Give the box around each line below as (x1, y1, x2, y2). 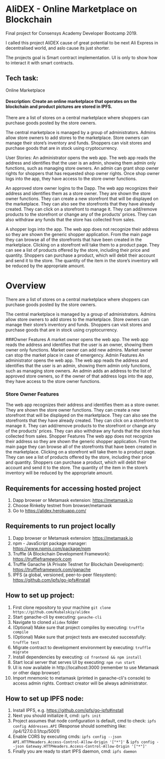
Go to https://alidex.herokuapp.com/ (12, 508, 86, 514)
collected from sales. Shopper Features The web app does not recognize (5, 433, 154, 439)
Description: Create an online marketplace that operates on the (5, 99, 137, 104)
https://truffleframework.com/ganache (12, 566, 91, 572)
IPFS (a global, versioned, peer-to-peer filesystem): (12, 572, 117, 578)
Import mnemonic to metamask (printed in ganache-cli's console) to (12, 675, 151, 681)
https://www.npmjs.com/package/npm (12, 546, 91, 552)
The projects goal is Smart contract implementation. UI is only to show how (5, 54, 158, 60)
